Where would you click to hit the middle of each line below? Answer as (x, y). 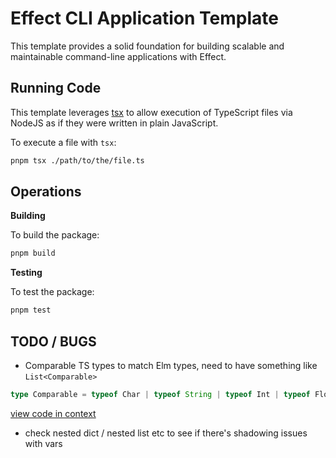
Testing (26, 273)
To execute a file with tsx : (63, 142)
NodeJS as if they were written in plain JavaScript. (114, 123)
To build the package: (55, 235)
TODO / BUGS (53, 341)
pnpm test (31, 310)
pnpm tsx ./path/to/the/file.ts (77, 160)
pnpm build (33, 253)
